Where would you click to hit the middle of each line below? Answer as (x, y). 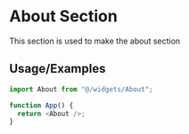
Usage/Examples (58, 69)
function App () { (41, 105)
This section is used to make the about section (95, 41)
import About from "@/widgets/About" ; (81, 89)
